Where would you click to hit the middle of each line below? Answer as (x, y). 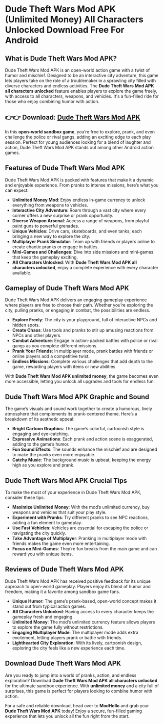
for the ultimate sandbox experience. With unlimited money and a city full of (82, 686)
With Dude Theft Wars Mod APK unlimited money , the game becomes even (82, 376)
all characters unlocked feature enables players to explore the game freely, (81, 91)
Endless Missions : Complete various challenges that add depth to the (82, 362)
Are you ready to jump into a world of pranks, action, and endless (71, 675)
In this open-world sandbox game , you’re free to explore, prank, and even (80, 131)
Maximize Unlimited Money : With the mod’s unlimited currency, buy (81, 507)
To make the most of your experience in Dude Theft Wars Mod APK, (73, 492)
